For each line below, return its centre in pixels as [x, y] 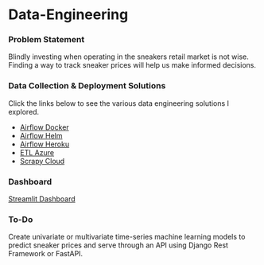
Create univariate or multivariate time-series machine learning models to [127, 237]
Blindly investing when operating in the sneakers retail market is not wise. [128, 57]
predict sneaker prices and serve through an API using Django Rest [118, 245]
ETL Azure [37, 152]
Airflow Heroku [45, 144]
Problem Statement [47, 40]
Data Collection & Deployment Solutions [87, 86]
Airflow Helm [41, 135]
